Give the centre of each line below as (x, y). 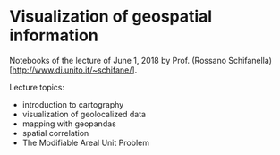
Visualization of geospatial (111, 17)
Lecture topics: (37, 87)
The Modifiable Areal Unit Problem (86, 142)
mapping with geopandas (69, 124)
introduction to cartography (73, 104)
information (54, 35)
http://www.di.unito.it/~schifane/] (74, 70)
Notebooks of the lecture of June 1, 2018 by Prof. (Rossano (118, 60)
